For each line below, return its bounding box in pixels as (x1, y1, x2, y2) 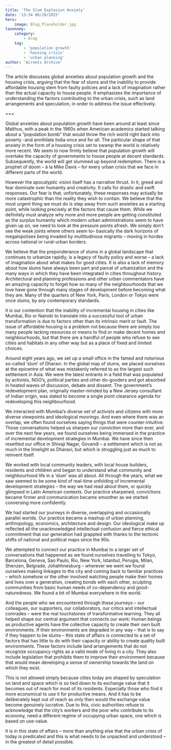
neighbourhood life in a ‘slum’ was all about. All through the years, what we (5, 472, 163, 479)
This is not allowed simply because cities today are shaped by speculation (5, 674, 161, 681)
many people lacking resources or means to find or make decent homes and (5, 329, 165, 335)
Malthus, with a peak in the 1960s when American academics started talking (5, 126, 165, 132)
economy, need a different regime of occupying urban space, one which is (5, 713, 162, 719)
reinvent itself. (5, 452, 35, 458)
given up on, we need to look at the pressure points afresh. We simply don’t (5, 222, 164, 229)
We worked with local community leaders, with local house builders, (5, 462, 148, 468)
